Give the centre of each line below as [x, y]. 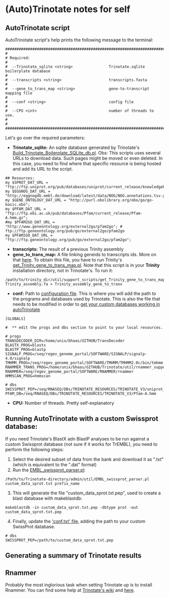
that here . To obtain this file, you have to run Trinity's [67, 260]
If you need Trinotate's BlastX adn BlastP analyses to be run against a [77, 438]
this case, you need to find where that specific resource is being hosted [87, 164]
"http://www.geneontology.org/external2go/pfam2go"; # [64, 227]
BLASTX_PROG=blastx [26, 345]
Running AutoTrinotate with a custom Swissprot [82, 419]
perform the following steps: [34, 450]
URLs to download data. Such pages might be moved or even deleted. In [88, 158]
